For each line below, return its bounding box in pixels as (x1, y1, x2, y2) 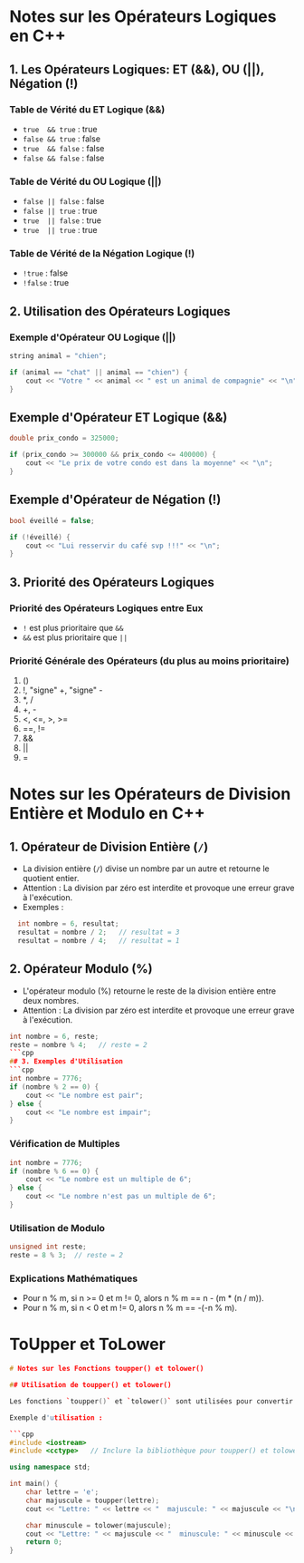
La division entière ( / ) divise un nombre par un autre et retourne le (22, 863, 270, 874)
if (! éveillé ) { (9, 532, 71, 541)
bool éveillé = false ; (9, 516, 95, 525)
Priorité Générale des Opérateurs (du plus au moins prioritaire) (9, 655, 290, 667)
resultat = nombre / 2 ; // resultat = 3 (17, 927, 180, 937)
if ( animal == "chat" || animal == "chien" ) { (9, 368, 188, 377)
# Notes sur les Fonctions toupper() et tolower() (9, 1364, 204, 1374)
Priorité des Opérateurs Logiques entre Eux (9, 601, 204, 614)
